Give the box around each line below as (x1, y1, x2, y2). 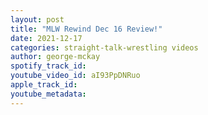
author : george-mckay (10, 52, 101, 62)
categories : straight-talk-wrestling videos (10, 42, 199, 53)
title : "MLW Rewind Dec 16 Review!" (10, 24, 163, 34)
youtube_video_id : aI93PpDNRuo (10, 71, 141, 81)
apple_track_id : (10, 80, 78, 90)
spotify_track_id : (10, 61, 87, 71)
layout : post (10, 14, 65, 25)
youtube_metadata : (10, 89, 87, 99)
